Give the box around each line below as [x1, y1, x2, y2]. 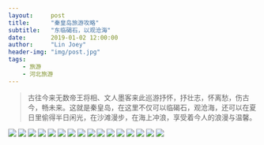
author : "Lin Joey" [8, 41, 87, 49]
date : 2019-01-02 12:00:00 [8, 33, 119, 42]
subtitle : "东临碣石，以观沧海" [8, 26, 111, 34]
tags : [8, 56, 26, 64]
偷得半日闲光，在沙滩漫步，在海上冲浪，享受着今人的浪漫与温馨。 [41, 112, 257, 122]
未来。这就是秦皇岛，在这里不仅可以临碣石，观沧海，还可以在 [48, 102, 250, 112]
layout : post [8, 11, 66, 20]
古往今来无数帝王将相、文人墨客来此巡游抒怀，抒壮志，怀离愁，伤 [27, 92, 243, 102]
